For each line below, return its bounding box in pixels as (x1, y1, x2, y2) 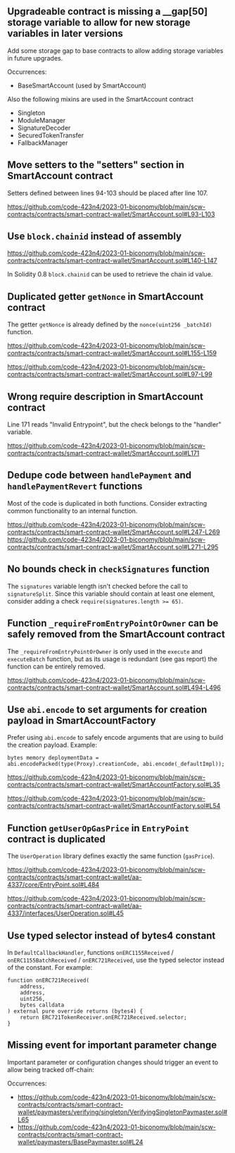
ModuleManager (17, 116, 65, 124)
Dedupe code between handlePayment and (7, 469, 192, 482)
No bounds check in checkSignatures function (7, 563, 210, 575)
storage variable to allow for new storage (7, 17, 191, 29)
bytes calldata (20, 1001, 65, 1008)
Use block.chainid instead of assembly (7, 231, 182, 243)
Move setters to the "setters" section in (7, 159, 184, 171)
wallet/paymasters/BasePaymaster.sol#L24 (17, 1137, 144, 1146)
